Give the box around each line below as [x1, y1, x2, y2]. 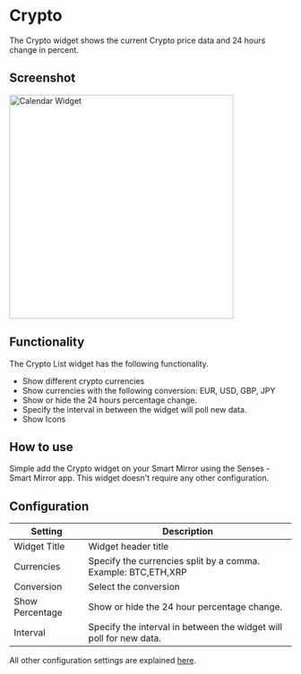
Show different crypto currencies [21, 375, 145, 386]
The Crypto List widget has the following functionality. [9, 358, 209, 369]
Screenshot [9, 71, 76, 86]
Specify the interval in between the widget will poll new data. [21, 404, 247, 414]
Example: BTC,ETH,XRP [88, 566, 187, 578]
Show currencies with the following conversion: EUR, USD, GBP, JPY [21, 385, 276, 396]
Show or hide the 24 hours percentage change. [21, 395, 197, 405]
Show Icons [21, 414, 66, 424]
